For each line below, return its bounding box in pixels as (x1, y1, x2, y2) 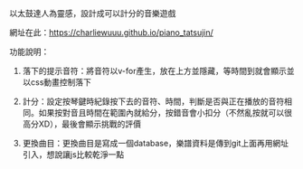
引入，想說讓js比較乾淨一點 (22, 149, 125, 160)
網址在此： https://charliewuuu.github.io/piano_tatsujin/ (9, 27, 214, 38)
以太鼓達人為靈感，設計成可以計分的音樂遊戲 (9, 8, 176, 18)
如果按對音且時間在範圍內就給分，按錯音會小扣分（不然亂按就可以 (38, 108, 285, 117)
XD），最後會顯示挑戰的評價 (38, 118, 142, 129)
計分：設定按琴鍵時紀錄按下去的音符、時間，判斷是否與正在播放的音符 (22, 96, 285, 107)
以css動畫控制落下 (22, 77, 92, 88)
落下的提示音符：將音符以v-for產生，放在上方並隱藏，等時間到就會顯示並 (22, 66, 295, 76)
